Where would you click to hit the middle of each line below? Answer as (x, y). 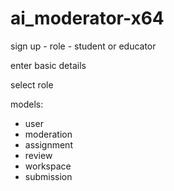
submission (48, 176)
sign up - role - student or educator (83, 46)
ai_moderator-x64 (87, 18)
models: (27, 104)
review (38, 155)
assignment (48, 144)
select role (32, 84)
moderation (48, 134)
